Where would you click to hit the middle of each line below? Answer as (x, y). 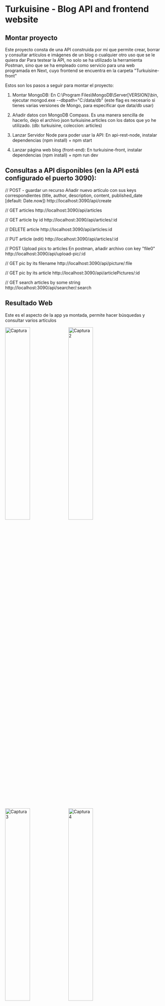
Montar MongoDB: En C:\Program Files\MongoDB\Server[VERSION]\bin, (85, 95)
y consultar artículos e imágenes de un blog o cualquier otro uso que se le (80, 55)
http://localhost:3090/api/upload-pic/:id (45, 254)
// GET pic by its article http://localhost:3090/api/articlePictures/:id (72, 273)
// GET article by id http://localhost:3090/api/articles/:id (61, 220)
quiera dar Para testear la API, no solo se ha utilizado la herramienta (74, 60)
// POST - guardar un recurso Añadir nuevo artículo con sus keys (71, 190)
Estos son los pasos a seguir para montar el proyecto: (59, 85)
